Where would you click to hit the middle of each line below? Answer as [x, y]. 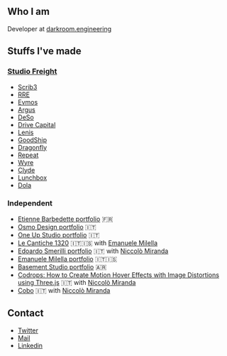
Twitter [28, 330]
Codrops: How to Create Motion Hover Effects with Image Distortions [118, 275]
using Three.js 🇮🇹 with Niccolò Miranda [77, 282]
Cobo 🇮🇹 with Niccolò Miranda [64, 290]
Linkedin [30, 345]
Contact [26, 313]
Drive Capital [37, 124]
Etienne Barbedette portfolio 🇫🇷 [65, 219]
